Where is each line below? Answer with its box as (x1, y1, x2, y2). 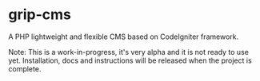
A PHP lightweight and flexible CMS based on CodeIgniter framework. (8, 32, 239, 41)
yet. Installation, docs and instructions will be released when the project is (8, 56, 252, 65)
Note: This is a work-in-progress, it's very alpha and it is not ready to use (8, 47, 250, 56)
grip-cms (8, 6, 72, 24)
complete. (8, 64, 42, 73)
